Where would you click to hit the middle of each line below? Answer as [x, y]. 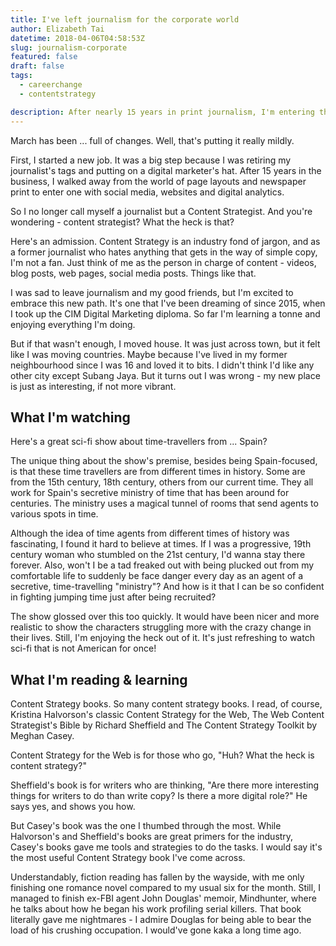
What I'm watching [70, 417]
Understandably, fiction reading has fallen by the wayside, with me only [157, 877]
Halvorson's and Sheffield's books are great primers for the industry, [152, 837]
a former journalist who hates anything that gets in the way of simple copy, [164, 252]
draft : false [37, 66]
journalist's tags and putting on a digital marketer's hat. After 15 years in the [166, 170]
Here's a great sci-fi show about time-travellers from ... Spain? [139, 442]
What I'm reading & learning [99, 679]
